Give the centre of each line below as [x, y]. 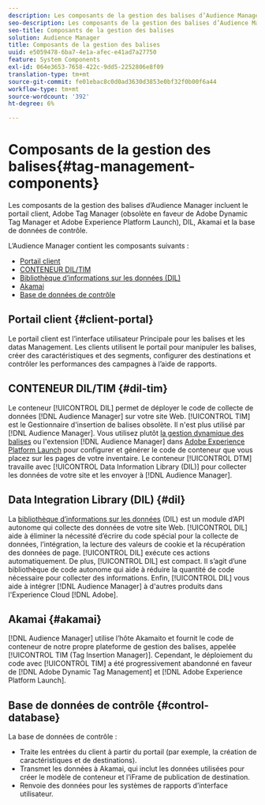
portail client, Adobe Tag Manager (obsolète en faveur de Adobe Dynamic [128, 214]
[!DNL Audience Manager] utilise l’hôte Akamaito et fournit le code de [121, 638]
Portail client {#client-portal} [81, 320]
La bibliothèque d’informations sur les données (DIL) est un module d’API [127, 519]
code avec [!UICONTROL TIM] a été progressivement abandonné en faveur [130, 663]
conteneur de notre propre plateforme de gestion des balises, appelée [122, 647]
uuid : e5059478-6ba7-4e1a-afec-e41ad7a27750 [82, 52]
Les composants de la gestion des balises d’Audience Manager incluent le [128, 206]
